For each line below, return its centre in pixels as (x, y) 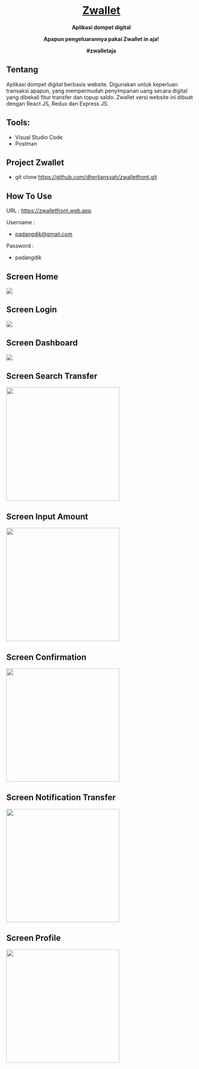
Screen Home (32, 277)
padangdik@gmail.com (44, 234)
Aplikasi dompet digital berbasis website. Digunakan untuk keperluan (92, 84)
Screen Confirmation (46, 657)
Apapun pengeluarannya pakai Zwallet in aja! (101, 39)
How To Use (29, 196)
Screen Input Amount (47, 517)
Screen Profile (34, 938)
